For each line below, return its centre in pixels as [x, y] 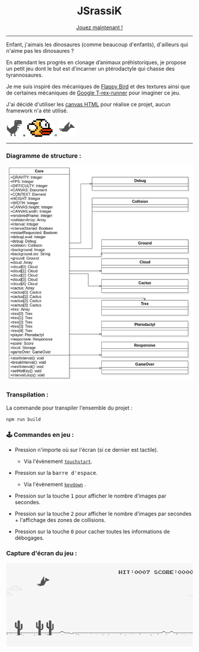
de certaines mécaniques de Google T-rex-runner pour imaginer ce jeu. [93, 93]
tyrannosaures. [25, 75]
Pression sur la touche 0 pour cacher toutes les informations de [92, 531]
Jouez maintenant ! [99, 27]
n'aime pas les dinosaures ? [40, 51]
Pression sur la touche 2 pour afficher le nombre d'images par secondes [103, 514]
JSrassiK [99, 11]
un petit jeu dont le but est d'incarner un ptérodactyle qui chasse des [90, 68]
